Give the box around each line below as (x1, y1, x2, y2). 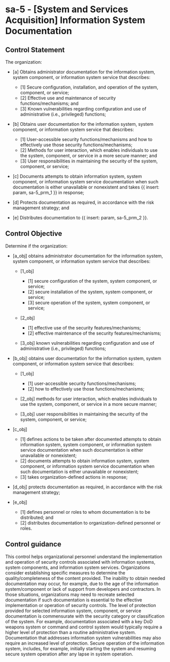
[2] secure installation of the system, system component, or (27, 289, 153, 295)
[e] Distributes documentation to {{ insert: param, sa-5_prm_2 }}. (12, 215, 148, 220)
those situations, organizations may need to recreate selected (5, 591, 134, 597)
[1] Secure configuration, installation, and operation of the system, (20, 84, 159, 90)
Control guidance (5, 540, 62, 548)
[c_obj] (12, 426, 27, 432)
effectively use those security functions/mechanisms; (20, 142, 133, 148)
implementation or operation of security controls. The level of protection (5, 602, 156, 608)
